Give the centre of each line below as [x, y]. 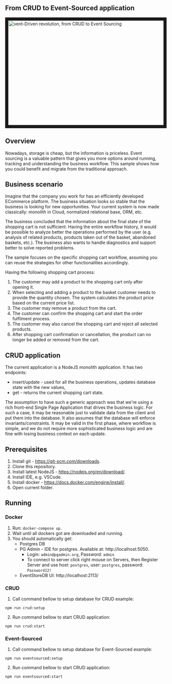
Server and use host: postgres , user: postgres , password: [85, 565]
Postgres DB [32, 543]
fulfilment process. [31, 319]
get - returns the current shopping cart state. [58, 392]
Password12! [39, 570]
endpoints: [16, 373]
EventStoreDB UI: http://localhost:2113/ [59, 575]
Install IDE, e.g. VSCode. [37, 477]
